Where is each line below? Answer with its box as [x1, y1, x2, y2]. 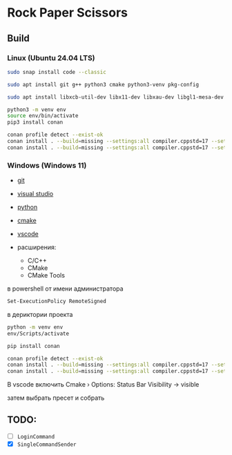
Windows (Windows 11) [7, 160, 87, 170]
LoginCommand [17, 433, 55, 440]
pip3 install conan [7, 119, 64, 126]
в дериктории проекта [7, 310, 73, 318]
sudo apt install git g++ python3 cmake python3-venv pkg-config [7, 81, 199, 88]
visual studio [17, 190, 54, 198]
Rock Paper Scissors [7, 5, 128, 21]
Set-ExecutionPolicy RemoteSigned [7, 298, 107, 305]
